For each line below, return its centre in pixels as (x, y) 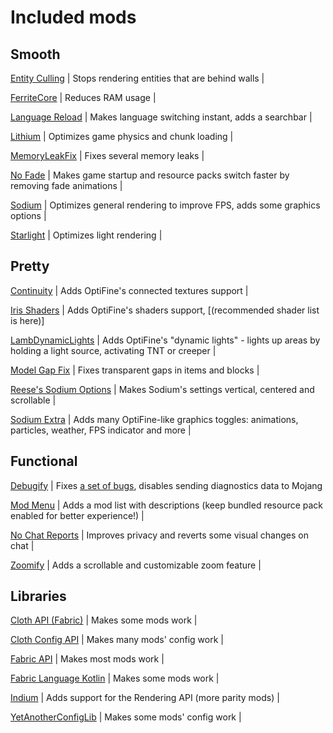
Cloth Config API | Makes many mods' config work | (117, 640)
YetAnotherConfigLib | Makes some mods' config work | (126, 717)
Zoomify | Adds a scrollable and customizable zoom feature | (136, 565)
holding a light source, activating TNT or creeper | (113, 350)
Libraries (38, 596)
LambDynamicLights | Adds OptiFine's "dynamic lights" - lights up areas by (165, 340)
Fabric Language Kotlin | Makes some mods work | (115, 678)
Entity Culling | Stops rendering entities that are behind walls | (137, 78)
